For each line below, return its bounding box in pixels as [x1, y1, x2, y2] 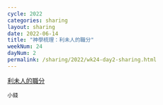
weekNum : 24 [7, 43, 43, 50]
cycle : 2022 [7, 10, 43, 18]
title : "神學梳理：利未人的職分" [7, 37, 94, 44]
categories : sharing [7, 17, 69, 24]
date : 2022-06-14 [7, 30, 59, 37]
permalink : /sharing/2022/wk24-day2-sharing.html [7, 56, 157, 63]
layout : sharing [7, 23, 55, 30]
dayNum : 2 [7, 50, 37, 57]
